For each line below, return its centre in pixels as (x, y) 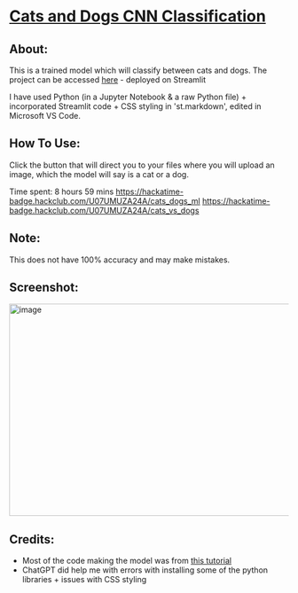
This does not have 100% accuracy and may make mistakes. (120, 260)
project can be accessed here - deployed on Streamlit (108, 80)
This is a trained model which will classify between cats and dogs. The (138, 70)
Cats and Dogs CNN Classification (137, 16)
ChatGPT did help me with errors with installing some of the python (145, 570)
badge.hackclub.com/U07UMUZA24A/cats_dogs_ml (105, 200)
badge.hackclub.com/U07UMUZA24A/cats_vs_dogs (104, 210)
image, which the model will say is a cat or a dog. (99, 174)
